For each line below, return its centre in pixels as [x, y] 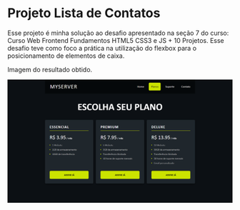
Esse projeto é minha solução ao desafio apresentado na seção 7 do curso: [118, 33]
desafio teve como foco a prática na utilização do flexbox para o [102, 48]
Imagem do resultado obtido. [50, 69]
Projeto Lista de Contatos [84, 13]
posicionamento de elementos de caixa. [66, 56]
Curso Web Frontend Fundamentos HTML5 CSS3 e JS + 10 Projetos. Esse [116, 40]
